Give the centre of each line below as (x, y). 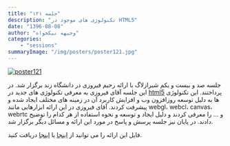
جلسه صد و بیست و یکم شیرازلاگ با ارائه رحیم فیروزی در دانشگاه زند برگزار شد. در (114, 85)
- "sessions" (39, 45)
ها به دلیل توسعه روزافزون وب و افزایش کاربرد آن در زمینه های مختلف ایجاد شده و (114, 99)
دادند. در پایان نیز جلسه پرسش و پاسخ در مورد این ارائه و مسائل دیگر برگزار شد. (111, 121)
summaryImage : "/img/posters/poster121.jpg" (73, 52)
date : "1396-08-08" (36, 26)
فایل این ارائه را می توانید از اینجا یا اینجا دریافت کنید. (75, 134)
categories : (25, 39)
